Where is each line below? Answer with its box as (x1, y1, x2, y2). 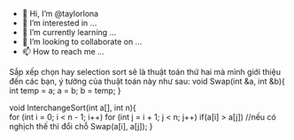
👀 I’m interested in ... (21, 18, 97, 28)
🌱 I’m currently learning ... (21, 27, 117, 37)
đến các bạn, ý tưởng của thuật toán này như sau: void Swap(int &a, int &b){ (9, 76, 286, 86)
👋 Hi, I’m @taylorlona (21, 9, 99, 18)
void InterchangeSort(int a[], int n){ (9, 102, 137, 113)
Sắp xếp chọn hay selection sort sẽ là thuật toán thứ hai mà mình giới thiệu (9, 67, 282, 77)
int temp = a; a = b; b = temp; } (9, 85, 121, 96)
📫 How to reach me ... (21, 47, 104, 56)
